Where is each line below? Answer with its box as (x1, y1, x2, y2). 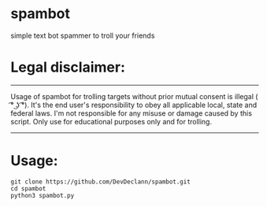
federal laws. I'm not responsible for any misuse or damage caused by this (10, 108, 253, 118)
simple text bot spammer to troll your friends (10, 31, 155, 40)
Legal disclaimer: (10, 58, 126, 76)
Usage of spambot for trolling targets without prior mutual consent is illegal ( (10, 91, 258, 101)
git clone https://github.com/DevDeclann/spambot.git (10, 178, 191, 186)
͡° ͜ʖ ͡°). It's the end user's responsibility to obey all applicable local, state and (10, 100, 258, 109)
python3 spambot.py (10, 191, 75, 199)
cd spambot (10, 184, 46, 193)
